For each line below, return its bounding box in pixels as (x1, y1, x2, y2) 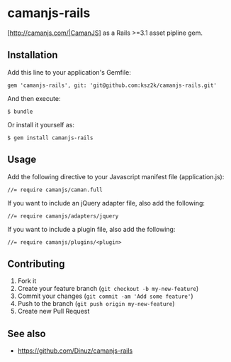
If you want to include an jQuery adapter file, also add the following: (7, 198, 205, 207)
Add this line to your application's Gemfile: (7, 68, 131, 76)
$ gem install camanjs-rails (7, 134, 94, 142)
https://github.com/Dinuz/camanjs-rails (17, 346, 133, 355)
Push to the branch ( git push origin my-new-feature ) (17, 299, 175, 308)
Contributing (7, 257, 65, 270)
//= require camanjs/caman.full (7, 186, 103, 193)
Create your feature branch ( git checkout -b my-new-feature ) (17, 284, 199, 293)
